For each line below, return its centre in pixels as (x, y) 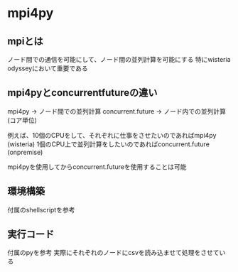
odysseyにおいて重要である (48, 68)
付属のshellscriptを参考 (41, 210)
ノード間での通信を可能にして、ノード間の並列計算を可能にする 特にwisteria (119, 59)
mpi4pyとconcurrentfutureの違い (82, 93)
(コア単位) (22, 120)
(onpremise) (25, 152)
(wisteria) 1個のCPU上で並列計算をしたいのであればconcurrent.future (108, 144)
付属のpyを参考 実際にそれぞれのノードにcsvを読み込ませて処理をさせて (113, 253)
